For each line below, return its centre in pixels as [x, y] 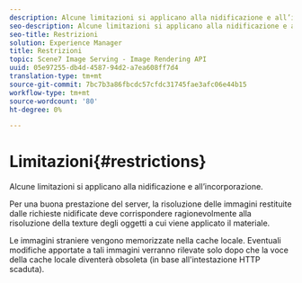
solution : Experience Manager [66, 43]
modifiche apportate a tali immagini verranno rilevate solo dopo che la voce [149, 250]
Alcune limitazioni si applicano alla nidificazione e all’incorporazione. [136, 187]
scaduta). [27, 270]
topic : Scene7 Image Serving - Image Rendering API [108, 59]
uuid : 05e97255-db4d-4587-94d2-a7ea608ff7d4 [94, 68]
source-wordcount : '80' [54, 101]
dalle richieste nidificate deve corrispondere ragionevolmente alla [130, 214]
